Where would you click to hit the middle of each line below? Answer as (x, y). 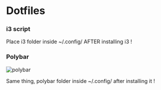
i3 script (18, 29)
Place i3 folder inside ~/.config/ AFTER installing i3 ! (69, 41)
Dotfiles (26, 11)
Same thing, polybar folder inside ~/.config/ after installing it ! (80, 81)
